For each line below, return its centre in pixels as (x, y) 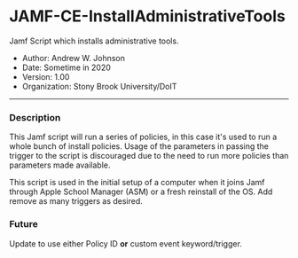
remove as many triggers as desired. (76, 201)
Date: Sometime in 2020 (66, 67)
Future (24, 224)
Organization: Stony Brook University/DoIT (99, 86)
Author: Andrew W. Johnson (74, 58)
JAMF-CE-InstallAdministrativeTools (147, 16)
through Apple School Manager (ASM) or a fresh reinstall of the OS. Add (141, 192)
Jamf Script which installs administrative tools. (94, 41)
